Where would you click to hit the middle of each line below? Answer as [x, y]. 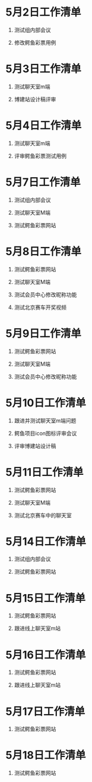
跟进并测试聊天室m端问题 [45, 421]
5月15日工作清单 [45, 598]
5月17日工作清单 [45, 711]
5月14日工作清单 [46, 541]
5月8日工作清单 [43, 251]
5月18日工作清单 [46, 755]
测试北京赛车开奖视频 [40, 307]
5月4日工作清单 [44, 126]
